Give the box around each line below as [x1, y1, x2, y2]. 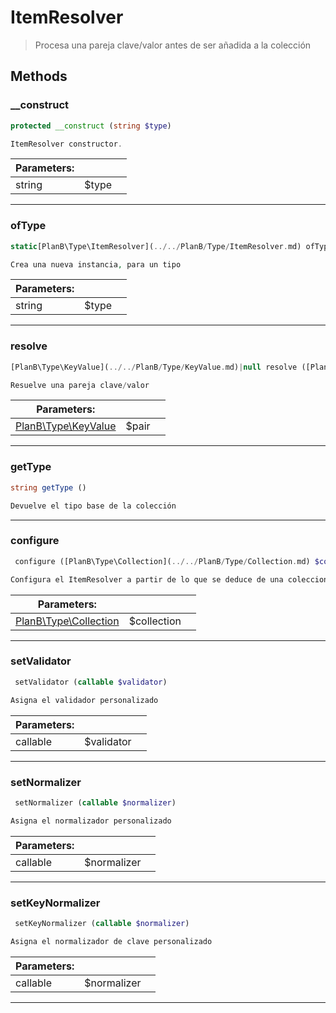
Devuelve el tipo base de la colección [10, 501, 177, 511]
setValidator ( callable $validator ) [14, 677, 168, 687]
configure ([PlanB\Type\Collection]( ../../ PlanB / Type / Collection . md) [14, 556, 311, 566]
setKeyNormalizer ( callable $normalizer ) [14, 918, 190, 928]
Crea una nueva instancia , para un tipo [10, 259, 182, 270]
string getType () [10, 482, 87, 493]
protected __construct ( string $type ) [10, 121, 172, 131]
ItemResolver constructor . [10, 139, 123, 149]
